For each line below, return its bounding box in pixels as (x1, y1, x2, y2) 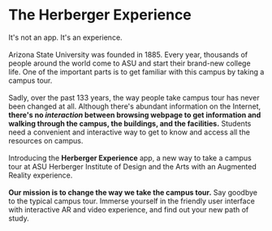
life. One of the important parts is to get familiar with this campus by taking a (8, 66, 265, 76)
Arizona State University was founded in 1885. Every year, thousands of (8, 49, 248, 59)
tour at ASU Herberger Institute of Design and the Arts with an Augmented (8, 161, 257, 171)
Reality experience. (8, 170, 73, 180)
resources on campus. (8, 135, 84, 145)
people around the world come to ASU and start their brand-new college (8, 58, 251, 68)
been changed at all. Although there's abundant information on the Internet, (8, 101, 261, 111)
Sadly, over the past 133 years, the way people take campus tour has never (8, 92, 260, 102)
